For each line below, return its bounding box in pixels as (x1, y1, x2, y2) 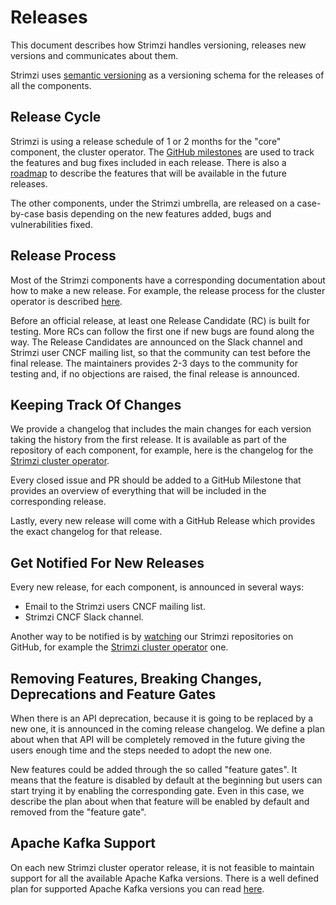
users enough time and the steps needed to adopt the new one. (10, 744, 273, 756)
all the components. (10, 79, 92, 91)
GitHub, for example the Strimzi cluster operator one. (10, 641, 229, 653)
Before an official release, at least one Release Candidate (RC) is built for (10, 314, 310, 326)
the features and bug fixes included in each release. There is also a (10, 156, 287, 168)
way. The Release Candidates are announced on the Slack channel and (10, 336, 303, 348)
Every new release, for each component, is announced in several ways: (10, 581, 305, 593)
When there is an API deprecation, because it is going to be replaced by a (10, 712, 314, 724)
